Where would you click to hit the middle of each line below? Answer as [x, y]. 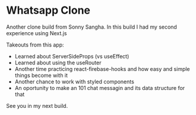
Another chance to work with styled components [75, 82]
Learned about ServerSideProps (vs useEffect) [72, 56]
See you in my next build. [37, 105]
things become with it [41, 75]
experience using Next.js [37, 33]
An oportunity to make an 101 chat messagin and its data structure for [100, 88]
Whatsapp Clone [48, 10]
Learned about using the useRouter [58, 63]
